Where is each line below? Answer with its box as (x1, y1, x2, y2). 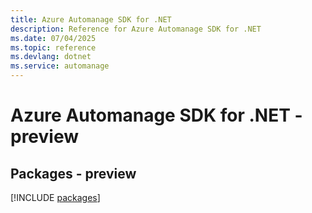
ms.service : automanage (10, 61, 110, 71)
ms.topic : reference (10, 42, 97, 53)
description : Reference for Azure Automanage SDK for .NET (10, 24, 262, 34)
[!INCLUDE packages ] (10, 192, 101, 203)
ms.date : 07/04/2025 (10, 33, 97, 43)
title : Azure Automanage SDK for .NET (10, 14, 172, 25)
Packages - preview (10, 165, 137, 182)
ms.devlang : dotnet (10, 52, 92, 62)
